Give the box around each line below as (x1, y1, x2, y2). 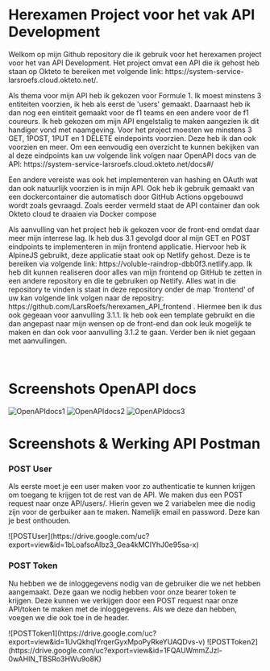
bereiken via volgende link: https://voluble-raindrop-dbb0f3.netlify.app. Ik (8, 259, 253, 268)
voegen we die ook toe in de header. (8, 612, 130, 622)
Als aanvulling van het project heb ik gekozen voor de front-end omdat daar (8, 224, 260, 234)
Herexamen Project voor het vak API (8, 6, 255, 24)
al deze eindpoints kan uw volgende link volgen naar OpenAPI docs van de (8, 151, 256, 160)
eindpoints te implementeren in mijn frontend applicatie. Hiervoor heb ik (8, 242, 247, 251)
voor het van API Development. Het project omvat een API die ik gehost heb (8, 58, 260, 68)
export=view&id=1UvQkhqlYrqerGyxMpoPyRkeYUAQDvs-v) (8, 636, 206, 646)
